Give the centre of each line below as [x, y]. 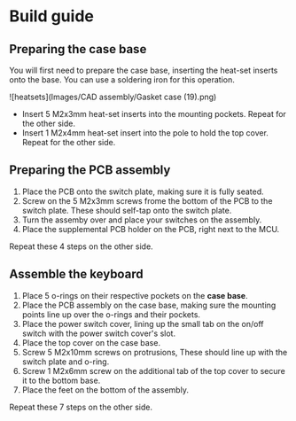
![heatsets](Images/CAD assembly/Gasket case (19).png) [113, 97]
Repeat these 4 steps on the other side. [81, 246]
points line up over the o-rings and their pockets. [111, 314]
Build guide [52, 16]
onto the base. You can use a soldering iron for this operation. [122, 80]
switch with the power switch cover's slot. [98, 333]
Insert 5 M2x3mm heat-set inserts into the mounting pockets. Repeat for [154, 114]
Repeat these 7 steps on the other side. [81, 407]
